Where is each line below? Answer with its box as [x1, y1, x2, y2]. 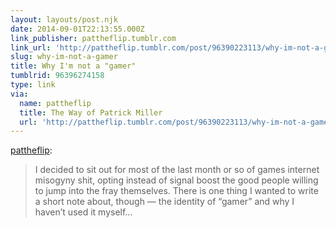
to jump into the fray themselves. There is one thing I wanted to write [34, 185, 319, 197]
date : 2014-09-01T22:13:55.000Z [10, 24, 145, 34]
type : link [10, 80, 56, 90]
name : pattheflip [19, 98, 92, 108]
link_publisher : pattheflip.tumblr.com [10, 33, 177, 43]
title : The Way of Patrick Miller [19, 107, 163, 118]
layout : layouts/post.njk [10, 14, 118, 25]
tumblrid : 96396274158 [10, 71, 105, 81]
